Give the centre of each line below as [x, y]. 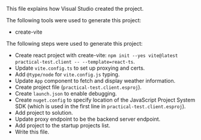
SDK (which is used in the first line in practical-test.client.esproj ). [100, 106]
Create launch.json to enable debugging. [66, 93]
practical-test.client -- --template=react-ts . [75, 62]
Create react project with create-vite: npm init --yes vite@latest [96, 55]
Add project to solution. [44, 113]
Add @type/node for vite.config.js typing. [67, 74]
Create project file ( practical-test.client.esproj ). [78, 87]
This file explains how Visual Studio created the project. [75, 9]
